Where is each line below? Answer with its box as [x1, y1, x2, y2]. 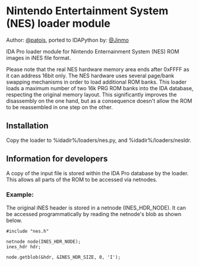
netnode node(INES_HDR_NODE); [6, 239, 81, 245]
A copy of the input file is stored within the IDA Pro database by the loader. [6, 169, 189, 176]
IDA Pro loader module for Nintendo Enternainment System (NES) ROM [6, 47, 179, 55]
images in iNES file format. [6, 54, 71, 61]
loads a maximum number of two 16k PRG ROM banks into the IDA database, [6, 84, 194, 91]
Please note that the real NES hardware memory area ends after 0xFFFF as [6, 65, 189, 72]
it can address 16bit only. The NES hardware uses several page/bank [6, 72, 175, 79]
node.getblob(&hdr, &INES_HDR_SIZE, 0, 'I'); [6, 254, 121, 260]
